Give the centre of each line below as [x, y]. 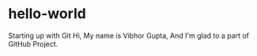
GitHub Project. [33, 43]
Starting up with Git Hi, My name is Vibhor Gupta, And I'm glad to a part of [128, 35]
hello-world [47, 14]
